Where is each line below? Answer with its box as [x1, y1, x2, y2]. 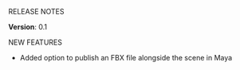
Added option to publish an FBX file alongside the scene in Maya [19, 53, 233, 62]
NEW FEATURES [8, 37, 62, 47]
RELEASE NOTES [8, 7, 65, 16]
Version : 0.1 [8, 22, 48, 31]
